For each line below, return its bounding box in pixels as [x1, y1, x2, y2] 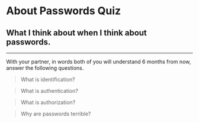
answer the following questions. [6, 64, 84, 72]
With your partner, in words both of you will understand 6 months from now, [6, 58, 191, 65]
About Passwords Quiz [6, 4, 121, 18]
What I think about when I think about [6, 28, 147, 38]
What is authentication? [20, 88, 79, 94]
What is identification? [20, 76, 75, 83]
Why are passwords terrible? [20, 111, 91, 117]
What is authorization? [20, 99, 76, 106]
